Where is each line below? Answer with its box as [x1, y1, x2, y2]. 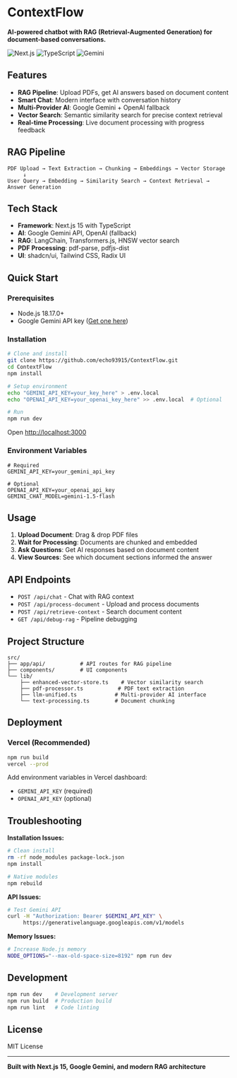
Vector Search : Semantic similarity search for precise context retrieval [17, 110, 223, 119]
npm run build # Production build [7, 997, 112, 1004]
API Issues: [7, 892, 41, 901]
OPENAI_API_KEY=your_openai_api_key [7, 486, 115, 493]
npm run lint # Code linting [7, 1004, 99, 1011]
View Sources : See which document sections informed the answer [17, 553, 213, 562]
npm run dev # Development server [7, 990, 119, 997]
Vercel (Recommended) [7, 738, 90, 748]
